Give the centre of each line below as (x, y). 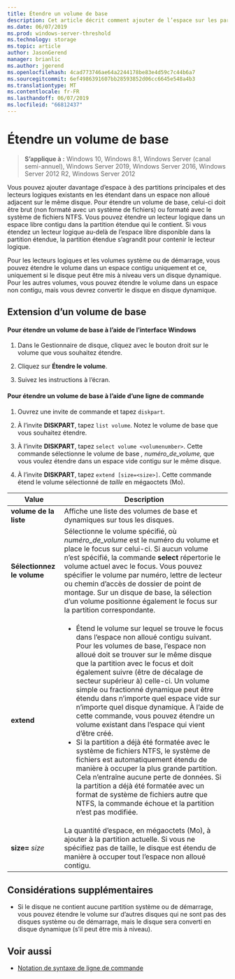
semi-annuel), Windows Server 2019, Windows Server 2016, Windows (125, 166)
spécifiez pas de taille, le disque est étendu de (140, 847)
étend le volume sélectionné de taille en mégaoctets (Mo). (101, 482)
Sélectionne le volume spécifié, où (120, 531)
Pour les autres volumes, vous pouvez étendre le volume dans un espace (113, 282)
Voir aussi (29, 951)
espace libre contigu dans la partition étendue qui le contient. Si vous (107, 224)
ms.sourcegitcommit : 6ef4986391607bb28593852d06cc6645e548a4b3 (101, 79)
